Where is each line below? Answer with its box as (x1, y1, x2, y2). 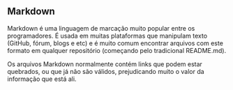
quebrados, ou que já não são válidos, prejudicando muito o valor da (7, 67, 204, 75)
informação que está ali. (7, 75, 77, 83)
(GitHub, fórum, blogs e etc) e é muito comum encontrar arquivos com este (7, 38, 223, 47)
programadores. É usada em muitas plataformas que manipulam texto (7, 31, 208, 40)
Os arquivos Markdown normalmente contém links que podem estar (7, 59, 202, 68)
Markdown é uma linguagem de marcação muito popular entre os (7, 24, 195, 32)
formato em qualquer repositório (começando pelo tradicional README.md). (7, 46, 227, 54)
